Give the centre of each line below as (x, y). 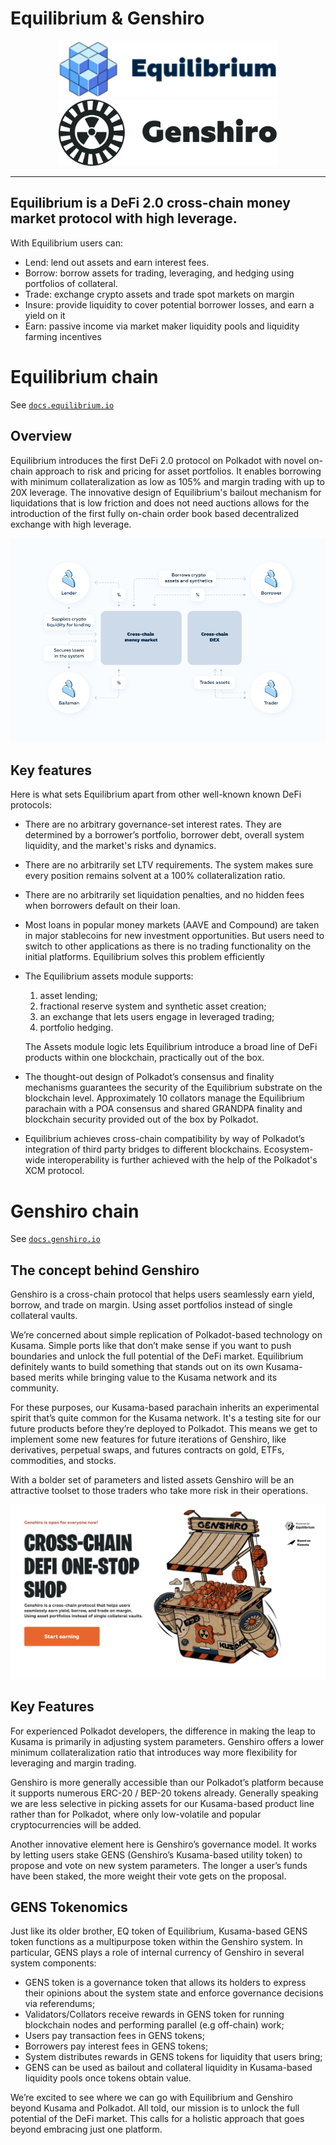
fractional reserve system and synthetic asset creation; (153, 1006)
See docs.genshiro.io (55, 1239)
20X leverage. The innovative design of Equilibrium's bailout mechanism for (166, 492)
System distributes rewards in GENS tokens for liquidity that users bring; (173, 2057)
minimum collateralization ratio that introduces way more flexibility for (154, 1752)
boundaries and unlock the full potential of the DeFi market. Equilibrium (157, 1356)
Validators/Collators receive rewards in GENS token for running (154, 2014)
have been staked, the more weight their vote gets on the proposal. (148, 1876)
